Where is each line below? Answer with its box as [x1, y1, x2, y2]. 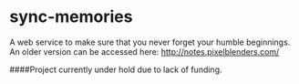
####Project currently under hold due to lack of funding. [9, 64, 222, 75]
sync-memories [9, 6, 133, 27]
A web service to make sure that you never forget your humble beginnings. [9, 37, 291, 47]
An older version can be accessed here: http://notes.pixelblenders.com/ [9, 46, 280, 57]
